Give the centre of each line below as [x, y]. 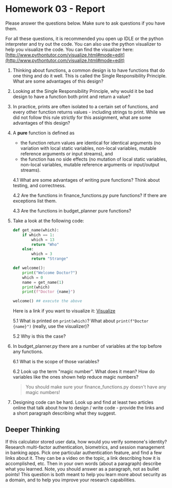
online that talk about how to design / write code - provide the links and [88, 408]
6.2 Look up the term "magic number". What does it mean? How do [84, 372]
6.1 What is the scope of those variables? [56, 362]
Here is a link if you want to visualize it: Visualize [64, 311]
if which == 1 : [39, 235]
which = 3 [42, 254]
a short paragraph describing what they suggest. [64, 413]
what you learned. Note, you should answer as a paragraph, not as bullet [82, 469]
